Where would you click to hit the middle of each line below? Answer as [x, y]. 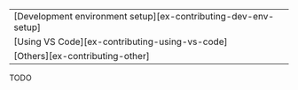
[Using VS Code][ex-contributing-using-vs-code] [121, 41]
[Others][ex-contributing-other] [82, 56]
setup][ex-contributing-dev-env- [202, 16]
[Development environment [71, 16]
